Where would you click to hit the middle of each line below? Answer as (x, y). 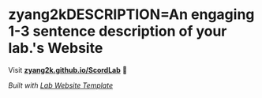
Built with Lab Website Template (60, 85)
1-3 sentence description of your (118, 31)
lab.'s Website (56, 48)
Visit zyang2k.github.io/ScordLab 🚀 (68, 70)
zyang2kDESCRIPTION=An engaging (131, 15)
